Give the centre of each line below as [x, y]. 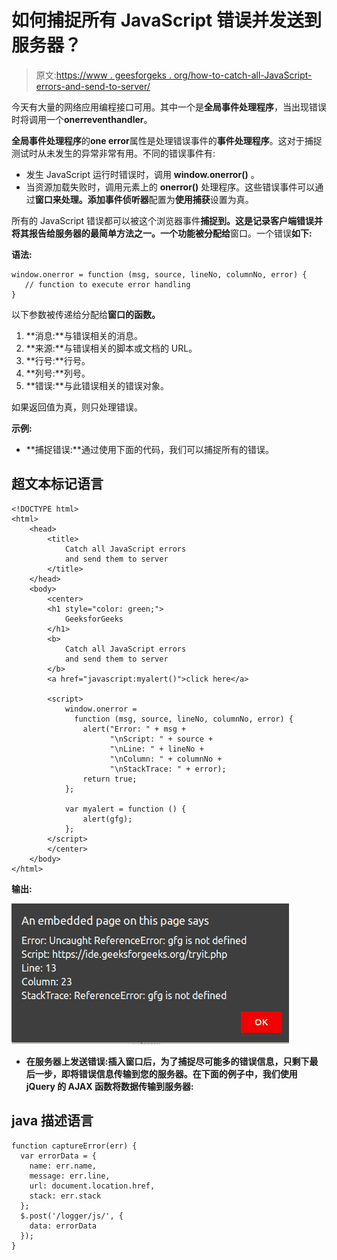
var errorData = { [59, 1156]
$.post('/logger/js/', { [72, 1216]
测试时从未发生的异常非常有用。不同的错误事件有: [113, 153]
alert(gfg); [107, 819]
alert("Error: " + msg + [134, 729]
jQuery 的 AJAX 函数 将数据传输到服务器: [109, 1086]
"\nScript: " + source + [161, 739]
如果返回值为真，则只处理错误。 [77, 407]
